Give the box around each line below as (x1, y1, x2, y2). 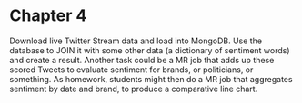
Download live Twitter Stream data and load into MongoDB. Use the (9, 35, 262, 46)
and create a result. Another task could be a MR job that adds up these (9, 54, 275, 65)
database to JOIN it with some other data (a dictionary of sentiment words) (9, 44, 290, 55)
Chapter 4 (9, 5, 87, 26)
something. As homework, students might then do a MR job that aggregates (9, 73, 293, 84)
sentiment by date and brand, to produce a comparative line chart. (9, 83, 258, 94)
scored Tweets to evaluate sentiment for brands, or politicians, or (9, 64, 254, 75)
